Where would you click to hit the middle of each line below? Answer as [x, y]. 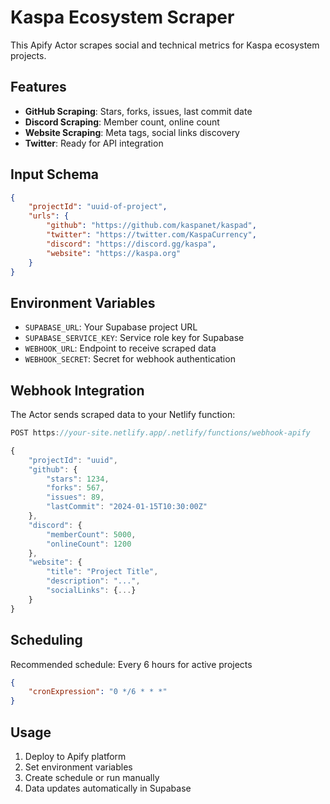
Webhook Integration [77, 390]
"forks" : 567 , [75, 488]
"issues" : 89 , [75, 497]
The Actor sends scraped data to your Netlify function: [123, 415]
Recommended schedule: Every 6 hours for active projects [131, 664]
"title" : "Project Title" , [102, 572]
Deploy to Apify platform [75, 756]
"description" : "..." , [93, 581]
